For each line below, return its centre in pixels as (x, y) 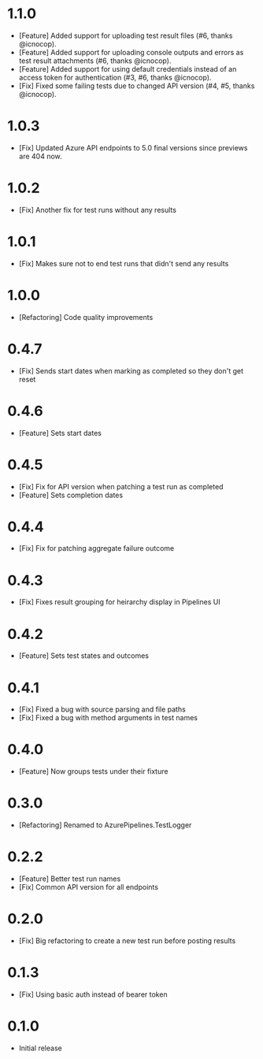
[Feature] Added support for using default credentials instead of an (128, 69)
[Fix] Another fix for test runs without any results (97, 210)
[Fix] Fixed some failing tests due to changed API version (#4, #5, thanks (137, 85)
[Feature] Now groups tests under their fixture (93, 771)
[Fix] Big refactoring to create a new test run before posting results (127, 941)
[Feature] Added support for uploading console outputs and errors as (131, 52)
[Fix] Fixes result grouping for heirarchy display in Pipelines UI (120, 602)
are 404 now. (40, 156)
